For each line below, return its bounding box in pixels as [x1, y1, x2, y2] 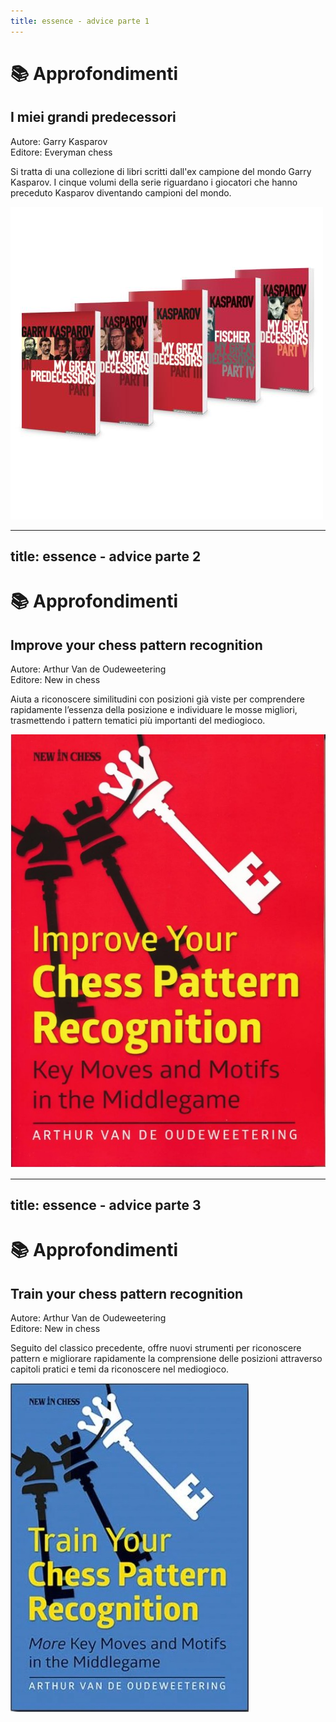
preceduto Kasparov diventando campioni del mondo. [10, 186, 232, 199]
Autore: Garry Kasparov [10, 135, 108, 147]
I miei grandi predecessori [10, 109, 177, 126]
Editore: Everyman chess [10, 146, 113, 158]
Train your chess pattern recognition [10, 1285, 244, 1302]
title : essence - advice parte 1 [10, 16, 150, 26]
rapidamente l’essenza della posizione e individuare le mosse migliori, [10, 704, 298, 716]
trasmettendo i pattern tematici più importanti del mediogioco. [10, 715, 266, 727]
